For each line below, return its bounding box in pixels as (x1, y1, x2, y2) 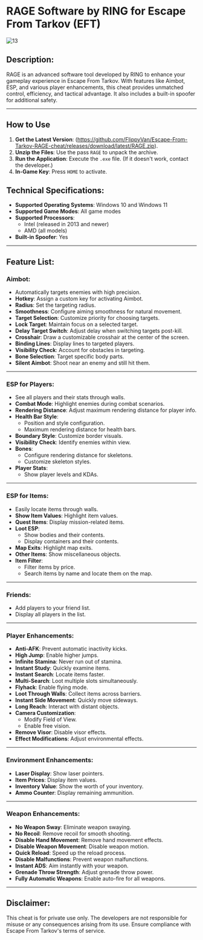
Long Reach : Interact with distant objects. (14, 703, 120, 710)
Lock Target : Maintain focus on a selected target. (14, 321, 138, 328)
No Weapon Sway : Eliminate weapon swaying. (14, 823, 132, 831)
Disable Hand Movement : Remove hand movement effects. (14, 836, 164, 843)
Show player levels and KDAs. (24, 471, 98, 478)
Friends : (6, 590, 31, 599)
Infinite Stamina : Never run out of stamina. (14, 658, 123, 665)
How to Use (6, 120, 51, 130)
